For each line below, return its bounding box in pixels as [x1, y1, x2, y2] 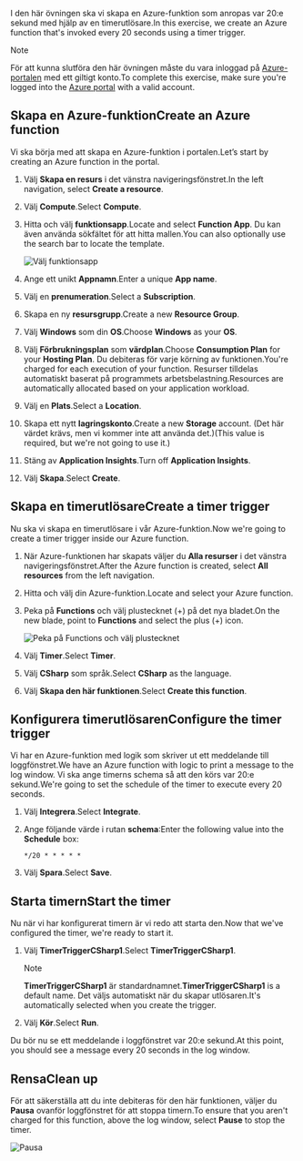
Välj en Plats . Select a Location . [23, 400, 142, 411]
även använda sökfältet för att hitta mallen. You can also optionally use [23, 228, 286, 239]
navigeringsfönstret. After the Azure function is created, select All [23, 560, 268, 571]
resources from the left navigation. [23, 569, 156, 581]
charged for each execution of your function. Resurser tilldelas [23, 363, 258, 374]
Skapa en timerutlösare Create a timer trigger [10, 499, 270, 514]
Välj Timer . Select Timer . [23, 650, 116, 661]
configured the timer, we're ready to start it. [10, 928, 174, 939]
